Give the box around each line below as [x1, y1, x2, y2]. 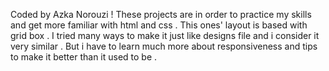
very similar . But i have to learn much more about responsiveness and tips [10, 40, 318, 52]
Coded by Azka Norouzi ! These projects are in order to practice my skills [10, 9, 312, 20]
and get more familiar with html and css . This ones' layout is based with [10, 19, 308, 31]
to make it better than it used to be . [10, 51, 158, 63]
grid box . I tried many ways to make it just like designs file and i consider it [10, 30, 320, 41]
